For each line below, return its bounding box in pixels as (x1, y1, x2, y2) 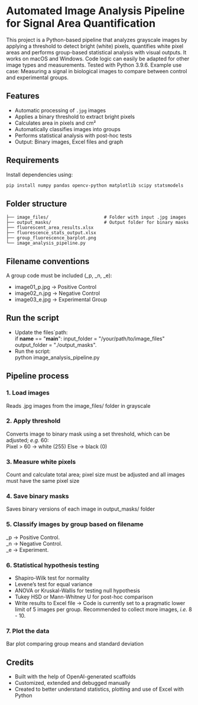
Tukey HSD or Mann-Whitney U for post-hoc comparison (14, 593, 154, 600)
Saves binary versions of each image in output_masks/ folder (6, 505, 155, 512)
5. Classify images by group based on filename (6, 520, 144, 528)
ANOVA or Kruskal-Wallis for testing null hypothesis (14, 587, 141, 594)
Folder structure (6, 199, 67, 209)
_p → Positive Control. (6, 534, 60, 541)
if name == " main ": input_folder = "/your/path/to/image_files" (14, 335, 165, 342)
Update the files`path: (14, 329, 68, 336)
